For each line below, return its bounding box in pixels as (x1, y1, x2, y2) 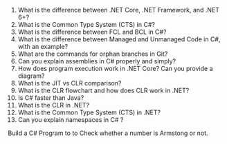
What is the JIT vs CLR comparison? (17, 79, 122, 87)
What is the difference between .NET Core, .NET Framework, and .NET (17, 6, 220, 14)
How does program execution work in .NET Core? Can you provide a (17, 65, 213, 72)
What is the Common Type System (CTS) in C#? (17, 21, 155, 28)
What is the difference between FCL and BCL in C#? (17, 28, 167, 36)
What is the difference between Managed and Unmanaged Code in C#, (17, 35, 221, 43)
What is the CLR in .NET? (17, 101, 89, 109)
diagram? (17, 72, 45, 80)
